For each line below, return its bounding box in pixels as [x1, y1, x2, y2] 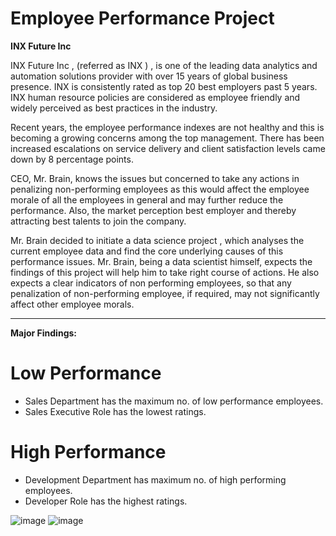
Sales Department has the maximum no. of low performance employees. [24, 395, 324, 407]
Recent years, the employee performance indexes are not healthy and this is [10, 121, 325, 133]
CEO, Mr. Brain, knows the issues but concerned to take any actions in [10, 172, 300, 184]
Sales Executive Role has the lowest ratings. [24, 405, 207, 417]
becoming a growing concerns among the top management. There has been [10, 132, 325, 144]
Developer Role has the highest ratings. [24, 495, 188, 507]
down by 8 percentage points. [10, 153, 134, 165]
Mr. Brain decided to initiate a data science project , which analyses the [10, 234, 305, 246]
